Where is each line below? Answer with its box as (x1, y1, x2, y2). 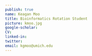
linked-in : (5, 35, 27, 39)
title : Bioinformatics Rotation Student (5, 16, 88, 21)
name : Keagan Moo (5, 12, 40, 17)
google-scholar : (5, 25, 38, 30)
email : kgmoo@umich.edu (5, 43, 53, 48)
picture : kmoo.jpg (5, 20, 42, 26)
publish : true (5, 7, 34, 12)
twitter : (5, 39, 23, 44)
